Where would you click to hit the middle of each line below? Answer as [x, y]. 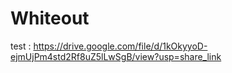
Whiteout [50, 18]
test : [21, 46]
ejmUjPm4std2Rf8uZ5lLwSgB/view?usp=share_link [116, 56]
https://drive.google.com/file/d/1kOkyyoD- [120, 46]
